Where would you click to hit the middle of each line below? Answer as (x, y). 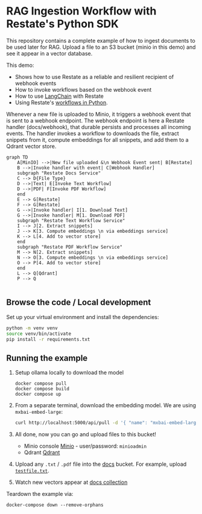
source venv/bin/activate (39, 334)
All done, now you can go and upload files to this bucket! (86, 434)
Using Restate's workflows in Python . (62, 102)
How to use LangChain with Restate (59, 96)
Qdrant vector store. (31, 146)
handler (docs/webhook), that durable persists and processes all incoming (99, 127)
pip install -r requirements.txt (48, 339)
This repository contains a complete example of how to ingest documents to (101, 40)
